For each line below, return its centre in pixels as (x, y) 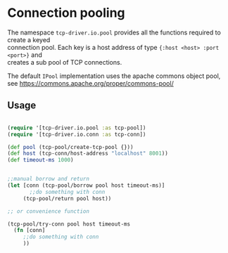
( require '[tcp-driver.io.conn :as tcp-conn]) (77, 134)
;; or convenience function (49, 211)
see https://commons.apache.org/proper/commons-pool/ (90, 83)
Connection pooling (66, 13)
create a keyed (29, 39)
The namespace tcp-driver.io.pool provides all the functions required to (114, 32)
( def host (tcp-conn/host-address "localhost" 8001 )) (88, 154)
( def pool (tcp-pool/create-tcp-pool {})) (70, 147)
